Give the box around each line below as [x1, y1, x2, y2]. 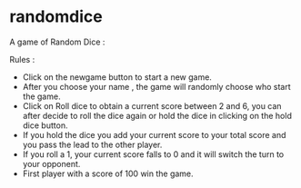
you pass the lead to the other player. [22, 139, 163, 150]
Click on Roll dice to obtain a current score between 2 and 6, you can [22, 100, 282, 111]
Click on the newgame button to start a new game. [22, 71, 212, 83]
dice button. [22, 120, 68, 131]
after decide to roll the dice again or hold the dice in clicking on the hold [22, 110, 293, 121]
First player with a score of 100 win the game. [22, 168, 194, 179]
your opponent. [22, 158, 81, 169]
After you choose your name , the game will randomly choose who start [22, 81, 291, 92]
